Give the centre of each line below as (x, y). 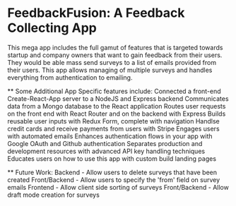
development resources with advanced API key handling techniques (106, 151)
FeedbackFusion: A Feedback (96, 13)
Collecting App (52, 28)
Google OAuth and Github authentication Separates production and (105, 143)
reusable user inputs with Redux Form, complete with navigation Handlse (114, 121)
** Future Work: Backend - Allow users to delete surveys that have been (112, 172)
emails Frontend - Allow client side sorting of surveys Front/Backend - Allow (118, 187)
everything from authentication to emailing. (70, 77)
